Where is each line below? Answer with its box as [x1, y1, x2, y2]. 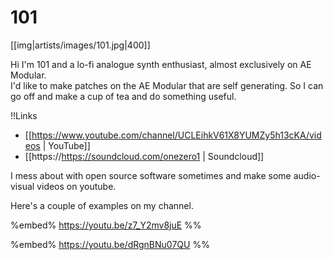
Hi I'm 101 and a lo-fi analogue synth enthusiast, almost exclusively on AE [10, 58, 312, 70]
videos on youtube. [36, 180, 117, 192]
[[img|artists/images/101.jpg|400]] [10, 39, 151, 51]
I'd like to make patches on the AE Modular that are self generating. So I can [10, 79, 324, 91]
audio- [293, 169, 321, 181]
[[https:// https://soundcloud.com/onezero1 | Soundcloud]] [24, 150, 265, 162]
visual [10, 180, 35, 192]
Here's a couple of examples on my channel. [10, 199, 194, 211]
